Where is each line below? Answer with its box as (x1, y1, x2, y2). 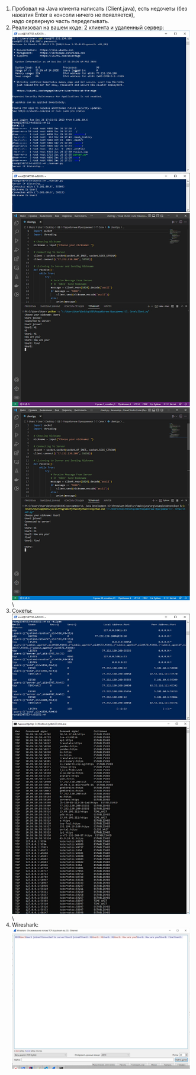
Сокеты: (11, 608, 33, 615)
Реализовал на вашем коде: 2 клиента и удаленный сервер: (11, 24, 165, 31)
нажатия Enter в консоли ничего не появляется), (11, 11, 135, 18)
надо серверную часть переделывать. (11, 18, 110, 24)
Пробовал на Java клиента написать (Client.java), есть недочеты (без (11, 5, 188, 12)
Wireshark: (11, 921, 38, 928)
